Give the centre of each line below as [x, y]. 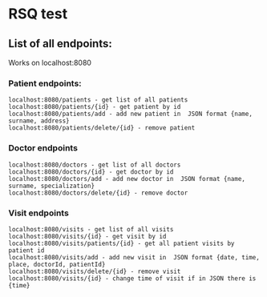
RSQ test [38, 14]
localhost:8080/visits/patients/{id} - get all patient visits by [121, 243]
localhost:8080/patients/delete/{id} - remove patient [102, 128]
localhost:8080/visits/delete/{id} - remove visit [95, 271]
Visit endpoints [39, 213]
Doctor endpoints [43, 148]
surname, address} [39, 121]
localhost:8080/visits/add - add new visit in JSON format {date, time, [134, 257]
